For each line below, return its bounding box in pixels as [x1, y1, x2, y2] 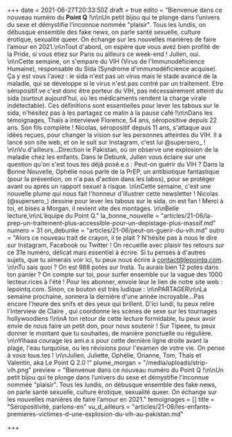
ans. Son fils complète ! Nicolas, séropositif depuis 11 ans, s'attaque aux [7, 124, 212, 131]
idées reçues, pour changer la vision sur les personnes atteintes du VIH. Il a [7, 131, 222, 139]
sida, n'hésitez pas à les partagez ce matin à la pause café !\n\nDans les [7, 109, 213, 117]
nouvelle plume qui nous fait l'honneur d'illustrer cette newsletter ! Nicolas [7, 189, 219, 198]
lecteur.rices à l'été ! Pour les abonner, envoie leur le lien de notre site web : [7, 278, 223, 286]
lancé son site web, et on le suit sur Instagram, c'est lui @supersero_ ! [7, 138, 206, 146]
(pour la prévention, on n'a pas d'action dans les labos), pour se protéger [7, 175, 215, 183]
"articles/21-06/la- [160, 212, 213, 220]
